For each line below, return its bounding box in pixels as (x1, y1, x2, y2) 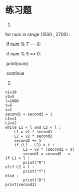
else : (5, 173, 19, 178)
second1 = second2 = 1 (5, 112, 52, 117)
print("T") (23, 169, 46, 174)
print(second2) (5, 182, 37, 187)
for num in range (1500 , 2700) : (5, 31, 71, 37)
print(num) (6, 60, 28, 66)
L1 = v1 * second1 (14, 129, 52, 134)
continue (6, 70, 25, 76)
